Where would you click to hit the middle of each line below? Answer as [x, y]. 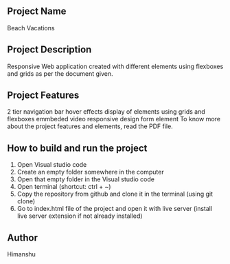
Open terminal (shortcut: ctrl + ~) [64, 187]
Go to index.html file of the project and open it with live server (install [115, 209]
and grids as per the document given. [60, 73]
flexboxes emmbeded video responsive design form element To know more [114, 119]
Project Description [49, 50]
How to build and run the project [77, 148]
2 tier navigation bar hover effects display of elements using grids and [106, 112]
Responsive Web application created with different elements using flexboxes [115, 66]
